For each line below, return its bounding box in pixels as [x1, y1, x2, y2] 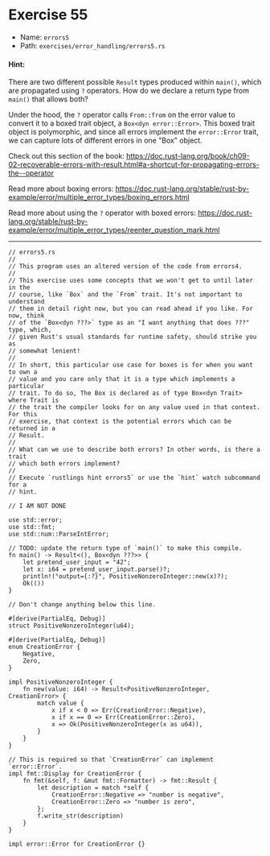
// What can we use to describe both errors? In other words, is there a [8, 445, 261, 454]
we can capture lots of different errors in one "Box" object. [8, 135, 202, 146]
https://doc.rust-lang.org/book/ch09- [125, 151, 251, 161]
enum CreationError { [8, 643, 81, 651]
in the [8, 283, 31, 292]
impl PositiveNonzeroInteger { [8, 678, 113, 686]
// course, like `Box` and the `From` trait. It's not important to [8, 291, 243, 299]
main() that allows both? [8, 94, 88, 104]
